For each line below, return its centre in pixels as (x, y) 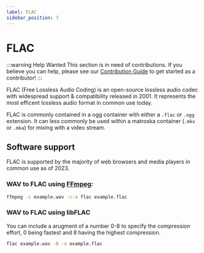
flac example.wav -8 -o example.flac (55, 244)
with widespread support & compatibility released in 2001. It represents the (101, 96)
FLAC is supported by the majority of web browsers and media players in (98, 162)
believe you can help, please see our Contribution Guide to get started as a (101, 72)
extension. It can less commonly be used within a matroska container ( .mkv (101, 121)
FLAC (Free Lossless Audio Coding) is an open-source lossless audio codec (102, 90)
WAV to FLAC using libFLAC (48, 213)
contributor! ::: (25, 78)
